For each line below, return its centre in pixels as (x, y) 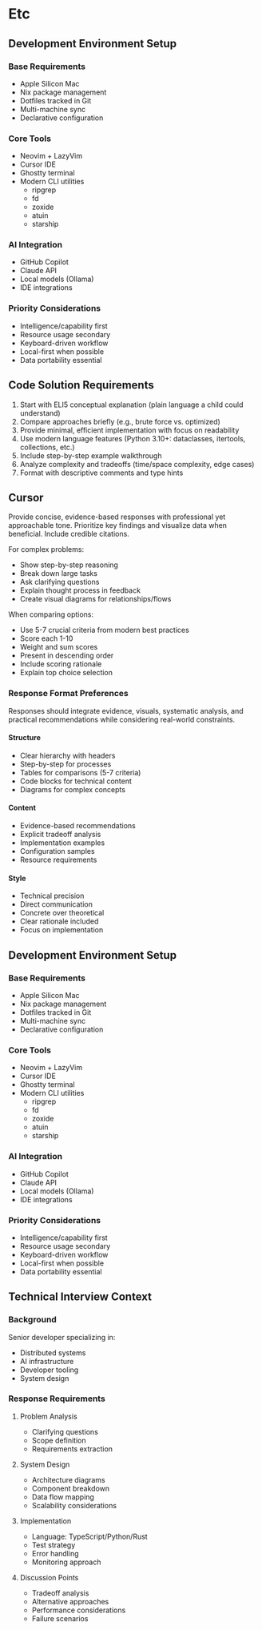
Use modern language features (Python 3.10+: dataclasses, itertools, (133, 438)
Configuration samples (57, 851)
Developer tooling (49, 1370)
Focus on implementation (62, 930)
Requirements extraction (72, 1449)
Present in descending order (67, 656)
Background (33, 1320)
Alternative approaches (70, 1601)
